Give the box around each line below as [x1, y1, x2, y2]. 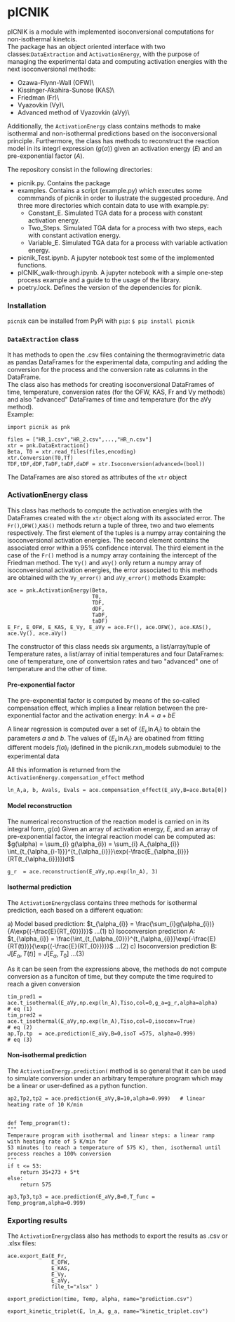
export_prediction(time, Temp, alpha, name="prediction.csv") [7, 1296, 193, 1303]
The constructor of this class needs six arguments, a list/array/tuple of [7, 642, 210, 650]
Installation [7, 300, 47, 310]
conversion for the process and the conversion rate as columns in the [7, 365, 208, 374]
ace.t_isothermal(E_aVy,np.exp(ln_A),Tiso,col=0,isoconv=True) [7, 1017, 196, 1025]
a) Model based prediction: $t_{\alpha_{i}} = [7, 919, 135, 927]
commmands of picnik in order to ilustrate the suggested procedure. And [17, 194, 229, 202]
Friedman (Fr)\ [17, 93, 60, 102]
